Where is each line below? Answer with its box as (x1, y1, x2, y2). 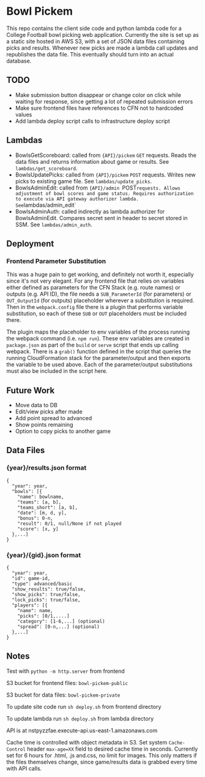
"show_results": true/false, (12, 586, 86, 592)
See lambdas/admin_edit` (15, 201, 76, 209)
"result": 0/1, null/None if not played (17, 520, 122, 527)
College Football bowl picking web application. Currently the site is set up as (6, 31, 199, 38)
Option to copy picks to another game (15, 427, 111, 435)
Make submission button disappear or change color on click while (15, 91, 182, 99)
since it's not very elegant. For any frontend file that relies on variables (6, 277, 185, 285)
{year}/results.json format (6, 464, 87, 472)
